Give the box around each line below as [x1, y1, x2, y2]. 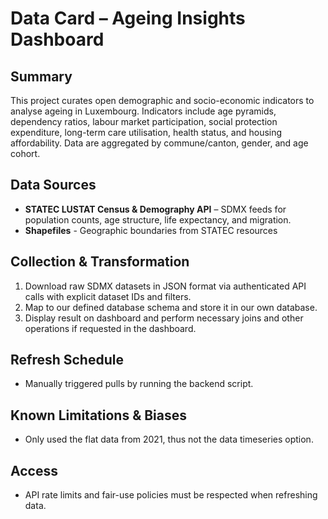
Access [10, 462, 58, 479]
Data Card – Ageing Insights [10, 7, 246, 30]
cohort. [10, 148, 41, 159]
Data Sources [10, 177, 97, 194]
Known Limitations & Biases [10, 407, 188, 424]
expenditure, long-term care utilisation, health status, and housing [10, 127, 283, 138]
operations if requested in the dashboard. [24, 322, 197, 334]
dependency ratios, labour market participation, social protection [10, 116, 278, 127]
